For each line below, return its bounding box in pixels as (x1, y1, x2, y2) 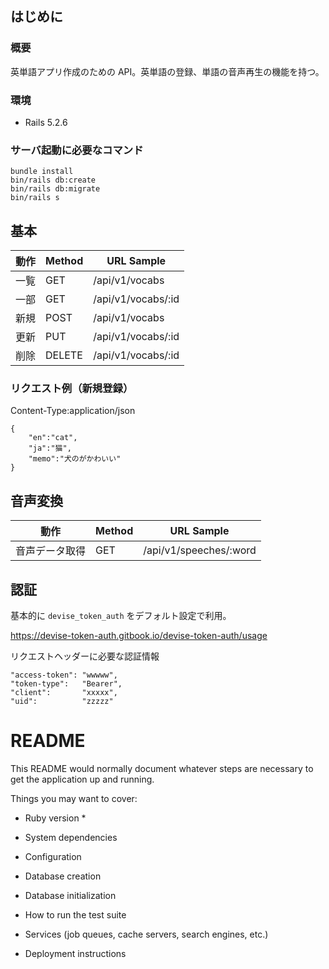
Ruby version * (24, 812, 87, 824)
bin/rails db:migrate (10, 184, 101, 194)
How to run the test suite (24, 908, 127, 921)
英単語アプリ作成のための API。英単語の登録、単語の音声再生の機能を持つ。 (10, 65, 325, 77)
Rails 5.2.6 (24, 116, 68, 128)
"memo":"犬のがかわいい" (28, 454, 122, 464)
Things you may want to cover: (10, 792, 138, 804)
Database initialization (24, 889, 117, 901)
